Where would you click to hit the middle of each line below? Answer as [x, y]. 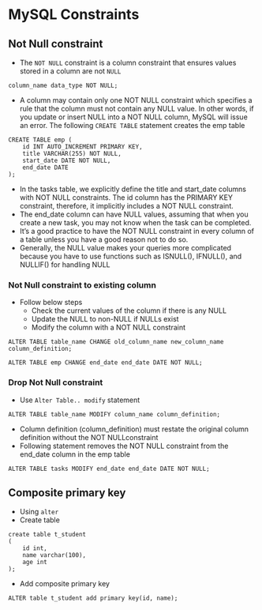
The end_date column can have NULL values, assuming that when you [134, 214]
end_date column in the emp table [75, 454]
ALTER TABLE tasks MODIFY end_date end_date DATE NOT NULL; [109, 469]
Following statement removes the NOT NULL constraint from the [124, 446]
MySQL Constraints [74, 15]
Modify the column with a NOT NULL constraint [109, 328]
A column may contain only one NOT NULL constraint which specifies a [136, 100]
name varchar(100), [54, 555]
